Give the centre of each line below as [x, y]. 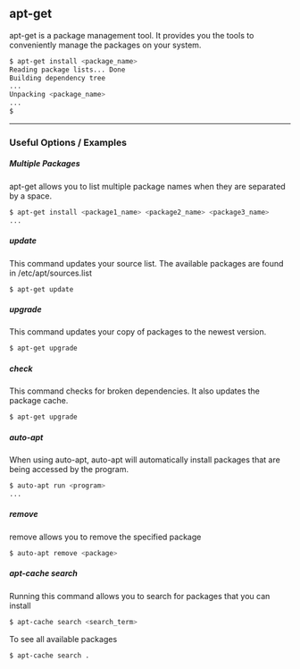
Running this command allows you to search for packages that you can [140, 596]
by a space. [31, 196]
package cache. [39, 401]
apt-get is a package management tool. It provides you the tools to [132, 35]
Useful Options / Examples [68, 142]
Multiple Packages [45, 164]
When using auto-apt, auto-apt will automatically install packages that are [145, 460]
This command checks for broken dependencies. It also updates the [135, 391]
